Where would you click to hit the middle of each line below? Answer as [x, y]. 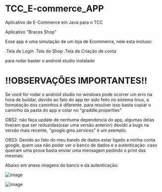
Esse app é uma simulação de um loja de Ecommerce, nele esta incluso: [79, 41]
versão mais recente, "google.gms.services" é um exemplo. [66, 130]
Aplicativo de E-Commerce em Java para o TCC [54, 22]
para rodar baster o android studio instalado [50, 60]
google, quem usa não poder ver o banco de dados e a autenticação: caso [81, 145]
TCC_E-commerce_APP [54, 9]
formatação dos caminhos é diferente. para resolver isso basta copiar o [78, 105]
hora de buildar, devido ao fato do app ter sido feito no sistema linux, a [77, 99]
